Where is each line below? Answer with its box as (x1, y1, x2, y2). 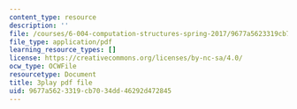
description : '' (9, 21, 69, 30)
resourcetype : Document (9, 70, 97, 79)
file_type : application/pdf (9, 37, 113, 47)
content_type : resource (9, 12, 97, 22)
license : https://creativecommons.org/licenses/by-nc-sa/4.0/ (9, 54, 243, 62)
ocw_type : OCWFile (9, 62, 77, 71)
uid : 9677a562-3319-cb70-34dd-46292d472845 (9, 86, 172, 95)
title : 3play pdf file (9, 78, 93, 87)
